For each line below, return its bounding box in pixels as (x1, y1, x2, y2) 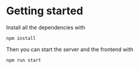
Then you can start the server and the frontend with (6, 46, 134, 53)
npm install (6, 35, 36, 41)
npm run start (6, 57, 42, 63)
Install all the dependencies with (6, 24, 85, 31)
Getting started (6, 4, 84, 18)
